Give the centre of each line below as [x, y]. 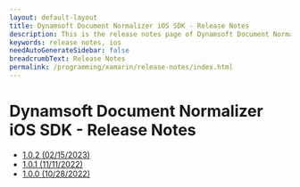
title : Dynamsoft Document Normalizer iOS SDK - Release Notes [129, 26]
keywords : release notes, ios [66, 42]
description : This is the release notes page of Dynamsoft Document [139, 34]
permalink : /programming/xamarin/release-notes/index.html [121, 68]
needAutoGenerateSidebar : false [69, 51]
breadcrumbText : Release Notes [67, 59]
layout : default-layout [54, 17]
